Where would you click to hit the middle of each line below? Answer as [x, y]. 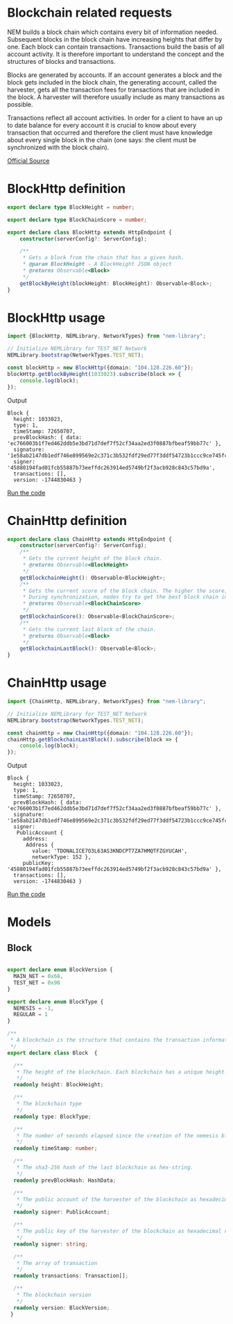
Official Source [28, 160]
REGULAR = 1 [31, 1015]
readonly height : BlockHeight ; [59, 1085]
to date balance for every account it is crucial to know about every [102, 125]
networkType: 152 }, [62, 857]
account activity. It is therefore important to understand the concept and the [116, 54]
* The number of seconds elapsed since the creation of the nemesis [117, 1135]
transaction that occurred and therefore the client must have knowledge [110, 132]
